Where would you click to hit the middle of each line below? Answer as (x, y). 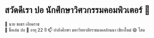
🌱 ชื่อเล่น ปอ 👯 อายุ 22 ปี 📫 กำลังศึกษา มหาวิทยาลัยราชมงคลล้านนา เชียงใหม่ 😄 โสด (75, 30)
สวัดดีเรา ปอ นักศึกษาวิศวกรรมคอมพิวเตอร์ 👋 (77, 10)
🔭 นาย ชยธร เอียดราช (22, 24)
